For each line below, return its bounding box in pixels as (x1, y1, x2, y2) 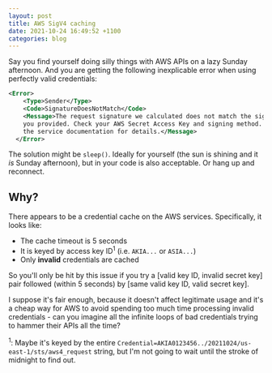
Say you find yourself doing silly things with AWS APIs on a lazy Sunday (8, 57, 249, 66)
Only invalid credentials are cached (19, 255, 139, 264)
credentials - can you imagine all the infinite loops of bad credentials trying (8, 311, 258, 321)
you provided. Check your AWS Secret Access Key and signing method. (23, 119, 263, 128)
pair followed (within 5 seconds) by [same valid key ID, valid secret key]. (8, 279, 249, 289)
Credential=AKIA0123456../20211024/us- (117, 339, 253, 347)
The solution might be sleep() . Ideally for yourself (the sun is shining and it (8, 149, 259, 159)
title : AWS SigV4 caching (8, 19, 96, 28)
